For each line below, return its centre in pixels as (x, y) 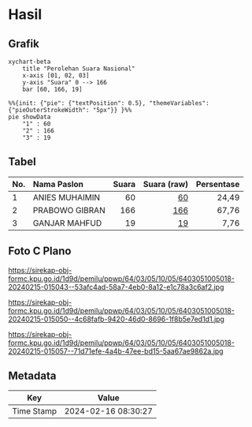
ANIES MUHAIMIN (67, 197)
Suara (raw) (166, 184)
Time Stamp (35, 411)
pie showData (30, 117)
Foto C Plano (40, 251)
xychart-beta (30, 62)
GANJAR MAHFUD (67, 223)
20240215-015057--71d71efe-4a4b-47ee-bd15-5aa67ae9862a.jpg (116, 351)
